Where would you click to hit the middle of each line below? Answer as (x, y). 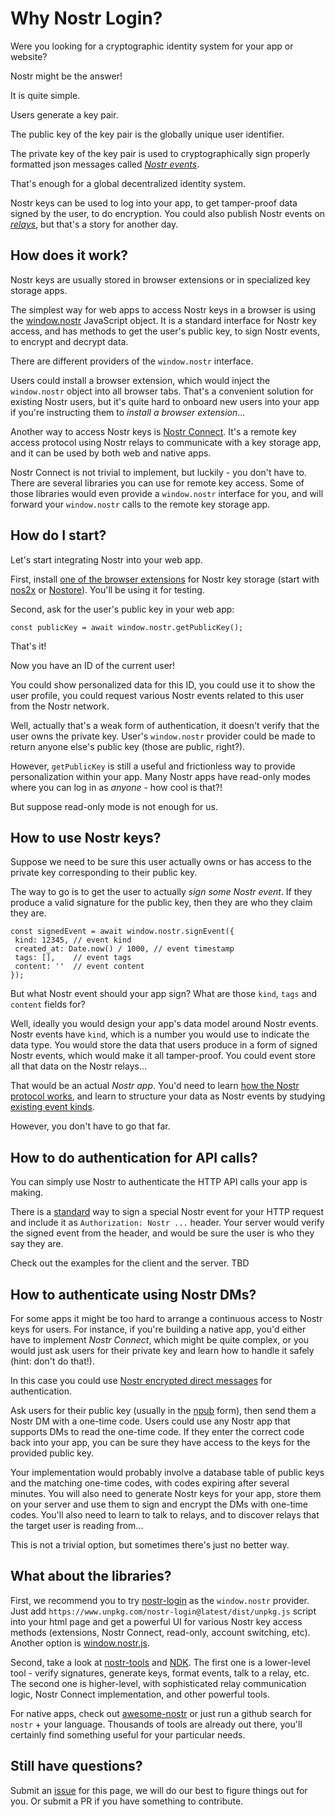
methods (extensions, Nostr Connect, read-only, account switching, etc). (160, 1632)
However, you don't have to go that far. (90, 1126)
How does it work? (69, 255)
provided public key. (52, 1453)
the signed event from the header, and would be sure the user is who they (162, 1233)
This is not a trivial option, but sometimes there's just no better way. (150, 1545)
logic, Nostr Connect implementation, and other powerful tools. (140, 1694)
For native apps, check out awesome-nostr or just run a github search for (161, 1713)
